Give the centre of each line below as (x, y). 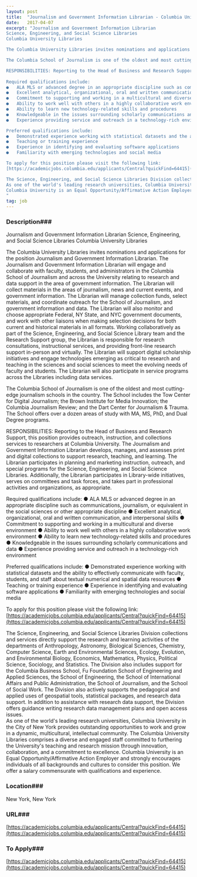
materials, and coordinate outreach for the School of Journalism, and (89, 302)
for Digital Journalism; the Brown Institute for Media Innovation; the (87, 401)
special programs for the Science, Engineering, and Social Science (86, 469)
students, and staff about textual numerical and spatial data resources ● (94, 579)
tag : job (17, 201)
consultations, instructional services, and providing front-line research (91, 346)
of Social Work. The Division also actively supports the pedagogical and (93, 690)
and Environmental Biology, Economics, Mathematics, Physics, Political (92, 658)
